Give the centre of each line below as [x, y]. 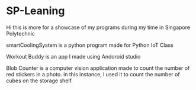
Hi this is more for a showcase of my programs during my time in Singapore [98, 27]
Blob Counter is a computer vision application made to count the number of [98, 68]
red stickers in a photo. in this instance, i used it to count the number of [93, 74]
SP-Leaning [36, 11]
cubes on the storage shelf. [39, 81]
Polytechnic [21, 33]
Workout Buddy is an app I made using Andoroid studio [73, 56]
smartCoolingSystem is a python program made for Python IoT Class [90, 45]
